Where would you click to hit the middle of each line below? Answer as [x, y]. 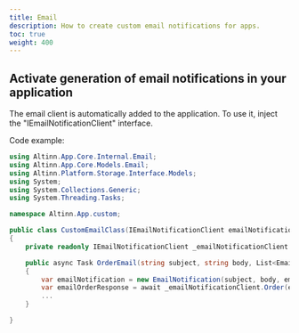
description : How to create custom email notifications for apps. [135, 26]
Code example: [37, 141]
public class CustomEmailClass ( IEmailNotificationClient [117, 231]
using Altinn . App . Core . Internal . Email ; [83, 157]
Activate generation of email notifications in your [148, 78]
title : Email [33, 17]
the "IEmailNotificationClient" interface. [81, 123]
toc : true [28, 34]
